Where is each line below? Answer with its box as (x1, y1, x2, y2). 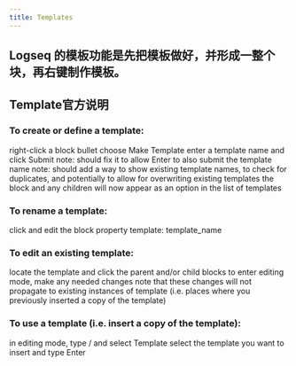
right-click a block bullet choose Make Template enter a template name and (9, 144, 285, 155)
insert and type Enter (9, 347, 86, 357)
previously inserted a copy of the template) (9, 295, 167, 306)
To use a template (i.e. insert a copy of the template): (9, 317, 241, 330)
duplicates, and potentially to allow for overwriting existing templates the (9, 173, 275, 183)
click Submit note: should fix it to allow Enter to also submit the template (9, 154, 272, 165)
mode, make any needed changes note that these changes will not (9, 276, 253, 287)
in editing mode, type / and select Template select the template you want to (9, 338, 285, 348)
